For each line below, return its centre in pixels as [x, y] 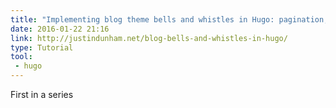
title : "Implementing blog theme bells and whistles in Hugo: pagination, [169, 19]
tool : [21, 57]
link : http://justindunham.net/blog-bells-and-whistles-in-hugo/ [149, 38]
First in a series [42, 94]
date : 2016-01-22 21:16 [60, 29]
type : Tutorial [42, 47]
